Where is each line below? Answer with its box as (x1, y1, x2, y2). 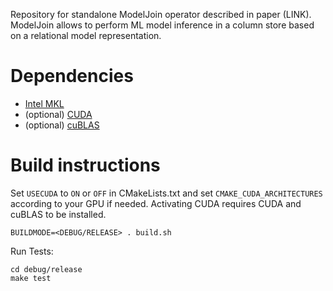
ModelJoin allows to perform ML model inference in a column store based (10, 19, 315, 31)
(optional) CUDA (24, 108, 93, 120)
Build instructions (10, 154, 161, 177)
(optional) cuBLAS (24, 119, 100, 131)
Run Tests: (10, 245, 54, 257)
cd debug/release (10, 264, 83, 274)
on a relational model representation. (10, 30, 162, 41)
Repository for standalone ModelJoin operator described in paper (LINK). (10, 9, 312, 20)
